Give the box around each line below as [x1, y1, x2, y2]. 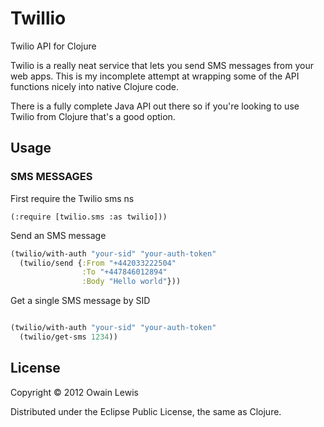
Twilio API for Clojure [10, 40, 97, 52]
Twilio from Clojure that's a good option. [10, 110, 176, 122]
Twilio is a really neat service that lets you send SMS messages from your [10, 59, 314, 71]
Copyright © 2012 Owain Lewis [10, 386, 139, 398]
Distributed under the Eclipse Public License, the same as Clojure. [10, 405, 282, 417]
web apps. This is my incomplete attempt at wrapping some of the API [10, 70, 300, 82]
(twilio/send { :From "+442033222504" [19, 258, 177, 268]
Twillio [10, 7, 67, 30]
